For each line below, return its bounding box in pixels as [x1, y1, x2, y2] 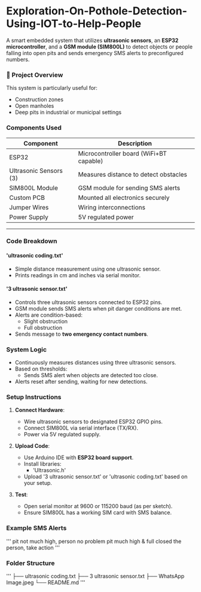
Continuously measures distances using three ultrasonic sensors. [14, 359, 176, 366]
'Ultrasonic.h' [32, 467, 66, 474]
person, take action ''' [6, 544, 60, 551]
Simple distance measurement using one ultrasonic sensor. [14, 265, 161, 272]
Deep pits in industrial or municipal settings [14, 109, 121, 116]
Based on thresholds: [14, 365, 68, 372]
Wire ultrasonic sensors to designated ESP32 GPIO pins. [23, 418, 163, 426]
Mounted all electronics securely [78, 193, 170, 202]
